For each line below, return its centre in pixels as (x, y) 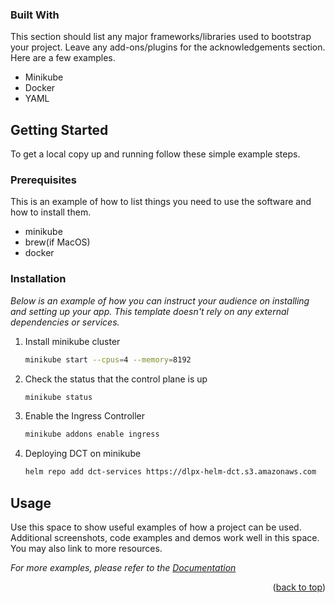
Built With (35, 15)
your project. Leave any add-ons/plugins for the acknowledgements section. (168, 47)
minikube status (58, 397)
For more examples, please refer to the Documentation (123, 568)
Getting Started (59, 129)
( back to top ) (299, 587)
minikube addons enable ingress (92, 434)
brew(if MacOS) (57, 242)
